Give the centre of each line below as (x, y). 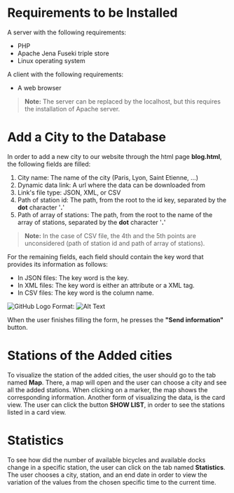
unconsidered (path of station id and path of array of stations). (115, 243)
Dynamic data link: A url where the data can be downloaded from (111, 185)
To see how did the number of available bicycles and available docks (106, 459)
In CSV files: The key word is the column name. (85, 293)
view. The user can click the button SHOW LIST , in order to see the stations (116, 405)
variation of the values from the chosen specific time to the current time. (112, 482)
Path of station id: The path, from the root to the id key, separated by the (122, 200)
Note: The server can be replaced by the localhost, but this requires (122, 101)
